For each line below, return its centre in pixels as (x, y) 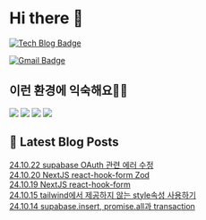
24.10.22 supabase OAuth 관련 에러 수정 (82, 165)
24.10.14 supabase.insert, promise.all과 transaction (102, 206)
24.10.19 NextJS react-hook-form (70, 184)
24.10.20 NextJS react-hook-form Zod (80, 174)
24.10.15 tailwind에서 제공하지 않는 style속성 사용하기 (103, 195)
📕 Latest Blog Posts (64, 142)
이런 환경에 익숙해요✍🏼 (69, 91)
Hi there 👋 (46, 18)
